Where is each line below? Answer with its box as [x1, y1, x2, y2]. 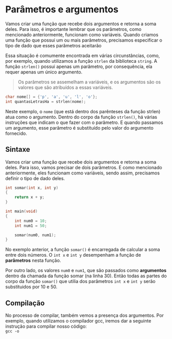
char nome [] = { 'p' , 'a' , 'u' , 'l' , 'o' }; [5, 94, 98, 99]
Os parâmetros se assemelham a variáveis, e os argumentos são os [17, 79, 161, 85]
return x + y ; [14, 194, 45, 200]
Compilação [5, 298, 45, 307]
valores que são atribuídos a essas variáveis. [17, 84, 113, 91]
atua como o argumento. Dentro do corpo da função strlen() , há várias [5, 114, 158, 120]
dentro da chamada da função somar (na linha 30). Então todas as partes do [5, 273, 167, 279]
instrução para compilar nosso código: [5, 323, 87, 330]
